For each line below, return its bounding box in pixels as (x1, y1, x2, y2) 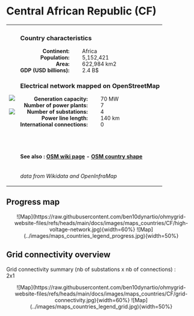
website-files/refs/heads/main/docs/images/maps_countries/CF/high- (14, 219, 189, 226)
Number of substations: (27, 108, 89, 116)
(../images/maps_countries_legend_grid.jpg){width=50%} (30, 303, 173, 310)
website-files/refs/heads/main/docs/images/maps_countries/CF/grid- (14, 290, 188, 297)
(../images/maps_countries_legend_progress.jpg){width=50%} (23, 232, 179, 239)
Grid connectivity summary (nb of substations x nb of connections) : (6, 265, 176, 273)
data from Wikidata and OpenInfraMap (20, 173, 117, 180)
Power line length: (41, 114, 89, 122)
